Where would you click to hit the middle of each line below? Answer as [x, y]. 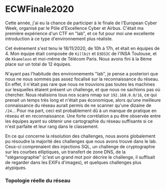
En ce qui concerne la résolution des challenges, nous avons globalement [80, 136]
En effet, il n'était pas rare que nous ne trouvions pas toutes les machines [80, 84]
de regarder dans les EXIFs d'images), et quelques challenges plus [73, 162]
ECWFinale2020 [40, 9]
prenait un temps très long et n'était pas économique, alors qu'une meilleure [83, 100]
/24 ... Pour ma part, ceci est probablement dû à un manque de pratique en [81, 111]
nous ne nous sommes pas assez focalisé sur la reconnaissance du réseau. [82, 79]
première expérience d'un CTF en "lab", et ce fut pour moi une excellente [80, 33]
